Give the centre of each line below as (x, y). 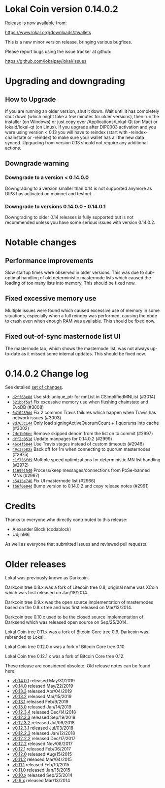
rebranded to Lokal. (25, 637)
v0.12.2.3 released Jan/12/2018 (44, 733)
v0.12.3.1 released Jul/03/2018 (43, 728)
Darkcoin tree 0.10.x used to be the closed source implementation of (74, 617)
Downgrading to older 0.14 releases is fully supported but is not (69, 217)
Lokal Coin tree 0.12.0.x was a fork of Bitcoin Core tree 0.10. (65, 647)
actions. (13, 148)
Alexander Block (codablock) (42, 529)
